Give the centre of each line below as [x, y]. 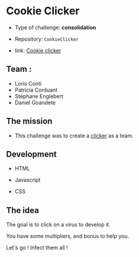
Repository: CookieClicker [46, 39]
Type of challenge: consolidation [55, 27]
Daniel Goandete [35, 102]
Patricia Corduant [36, 90]
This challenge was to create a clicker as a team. [74, 136]
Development [32, 154]
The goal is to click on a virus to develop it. [58, 225]
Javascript [28, 180]
